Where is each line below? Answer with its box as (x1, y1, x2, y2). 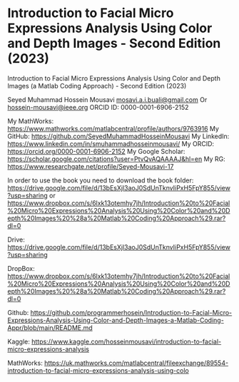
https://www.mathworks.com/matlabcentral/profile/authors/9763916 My (7, 124, 220, 133)
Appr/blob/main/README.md (7, 323, 93, 332)
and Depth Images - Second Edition (7, 36, 221, 51)
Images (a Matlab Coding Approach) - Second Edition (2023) (7, 81, 187, 90)
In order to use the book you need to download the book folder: (7, 176, 194, 185)
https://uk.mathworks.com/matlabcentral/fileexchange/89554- (44, 358, 229, 367)
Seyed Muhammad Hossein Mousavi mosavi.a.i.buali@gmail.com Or (7, 95, 208, 104)
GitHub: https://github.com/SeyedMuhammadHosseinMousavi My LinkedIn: (7, 132, 230, 140)
